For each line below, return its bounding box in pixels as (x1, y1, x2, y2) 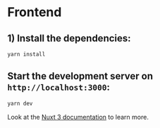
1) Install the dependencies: (7, 32, 132, 44)
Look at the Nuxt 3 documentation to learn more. (7, 113, 149, 121)
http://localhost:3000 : (7, 82, 111, 94)
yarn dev (7, 100, 33, 107)
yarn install (7, 51, 46, 58)
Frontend (7, 4, 62, 20)
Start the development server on (7, 70, 154, 82)
